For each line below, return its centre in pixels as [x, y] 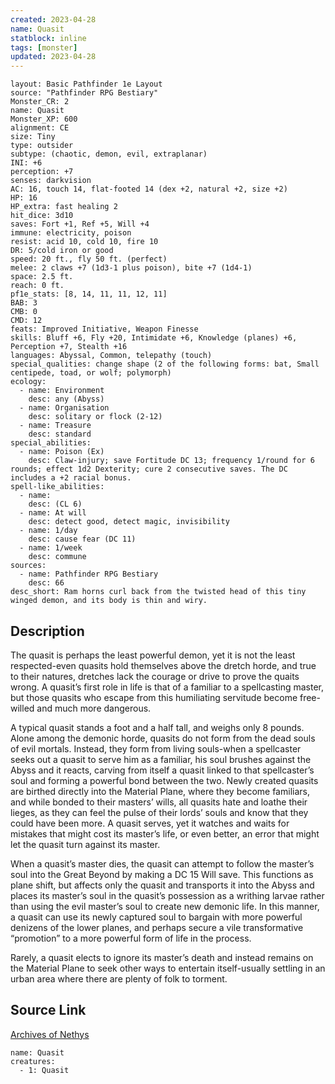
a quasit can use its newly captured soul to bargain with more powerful [156, 917]
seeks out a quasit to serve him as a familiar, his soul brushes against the [161, 759]
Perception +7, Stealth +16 [69, 347]
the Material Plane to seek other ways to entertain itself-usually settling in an [168, 968]
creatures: [33, 1061]
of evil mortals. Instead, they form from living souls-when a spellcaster [156, 748]
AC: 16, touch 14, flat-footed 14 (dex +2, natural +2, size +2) [149, 189]
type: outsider [42, 146]
